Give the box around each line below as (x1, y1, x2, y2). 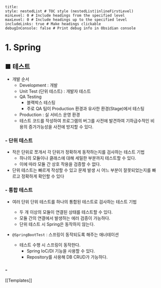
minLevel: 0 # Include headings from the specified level (5, 13, 125, 18)
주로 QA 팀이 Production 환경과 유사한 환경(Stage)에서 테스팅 (26, 106, 145, 111)
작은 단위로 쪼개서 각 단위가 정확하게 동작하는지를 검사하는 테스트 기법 (12, 149, 145, 155)
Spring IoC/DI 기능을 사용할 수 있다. (26, 248, 95, 254)
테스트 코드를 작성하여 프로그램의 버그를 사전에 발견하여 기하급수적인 (19, 118, 150, 123)
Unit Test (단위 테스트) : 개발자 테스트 (19, 88, 91, 94)
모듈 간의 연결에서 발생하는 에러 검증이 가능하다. (19, 215, 110, 221)
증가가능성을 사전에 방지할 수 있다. (28, 124, 94, 130)
